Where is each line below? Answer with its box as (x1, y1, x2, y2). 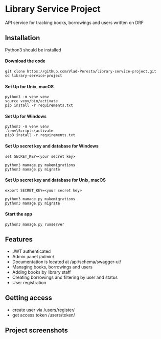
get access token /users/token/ (12, 312, 75, 318)
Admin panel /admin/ (12, 253, 55, 259)
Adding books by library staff (12, 269, 71, 275)
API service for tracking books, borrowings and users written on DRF (5, 20, 144, 25)
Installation (5, 34, 40, 42)
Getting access (5, 294, 52, 302)
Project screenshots (5, 326, 69, 334)
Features (5, 235, 33, 243)
